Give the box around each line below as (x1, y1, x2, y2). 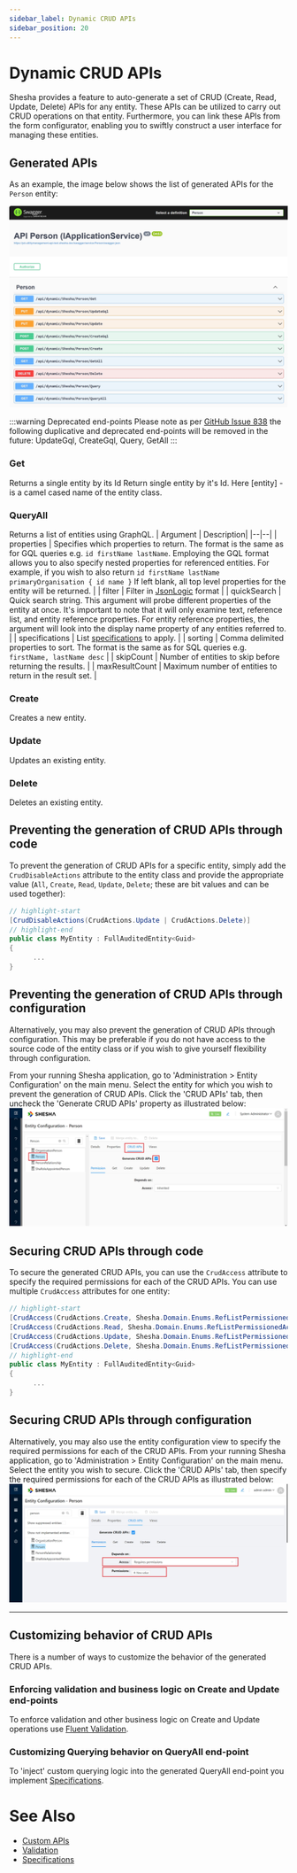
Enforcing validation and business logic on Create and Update (9, 1683, 280, 1695)
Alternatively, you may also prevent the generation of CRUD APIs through (9, 1024, 276, 1035)
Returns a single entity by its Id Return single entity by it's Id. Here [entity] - (9, 477, 284, 488)
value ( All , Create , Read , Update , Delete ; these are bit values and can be (9, 878, 270, 889)
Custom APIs (21, 1836, 70, 1846)
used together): (9, 888, 66, 899)
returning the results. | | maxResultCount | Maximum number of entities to (9, 661, 278, 672)
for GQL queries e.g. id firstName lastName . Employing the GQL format (9, 548, 270, 559)
